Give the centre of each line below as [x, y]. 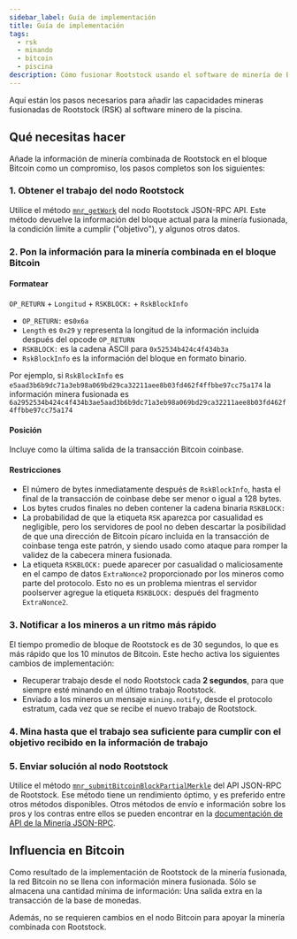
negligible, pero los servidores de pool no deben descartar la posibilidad [154, 527]
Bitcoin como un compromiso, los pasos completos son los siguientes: [137, 168]
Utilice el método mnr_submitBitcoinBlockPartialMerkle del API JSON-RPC [145, 785]
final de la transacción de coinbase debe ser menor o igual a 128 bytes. [152, 499]
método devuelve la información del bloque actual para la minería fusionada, [148, 219]
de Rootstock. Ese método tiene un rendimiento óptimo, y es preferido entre [147, 794]
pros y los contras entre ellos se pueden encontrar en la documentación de [146, 813]
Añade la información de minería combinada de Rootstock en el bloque [138, 158]
